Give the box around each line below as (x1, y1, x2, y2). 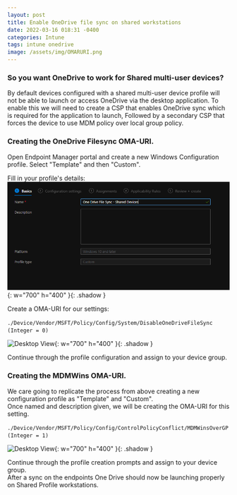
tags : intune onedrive (7, 41, 74, 49)
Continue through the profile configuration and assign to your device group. (7, 353, 228, 362)
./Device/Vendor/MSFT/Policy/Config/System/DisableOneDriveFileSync (7, 320, 213, 327)
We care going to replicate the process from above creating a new (7, 387, 200, 395)
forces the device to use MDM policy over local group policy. (7, 119, 184, 127)
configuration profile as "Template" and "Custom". (7, 394, 154, 402)
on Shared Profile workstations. (7, 480, 99, 489)
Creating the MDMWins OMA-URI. (7, 371, 127, 381)
